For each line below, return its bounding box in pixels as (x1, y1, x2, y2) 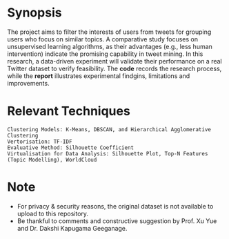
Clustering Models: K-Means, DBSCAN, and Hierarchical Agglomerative (7, 126, 212, 133)
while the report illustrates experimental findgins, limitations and (7, 71, 190, 80)
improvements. (7, 79, 50, 87)
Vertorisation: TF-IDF (7, 138, 72, 145)
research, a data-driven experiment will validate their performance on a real (7, 57, 222, 65)
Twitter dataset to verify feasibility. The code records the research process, (7, 64, 222, 73)
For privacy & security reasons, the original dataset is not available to (17, 202, 214, 210)
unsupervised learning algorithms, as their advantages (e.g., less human (7, 42, 212, 50)
